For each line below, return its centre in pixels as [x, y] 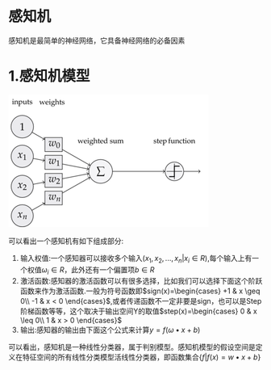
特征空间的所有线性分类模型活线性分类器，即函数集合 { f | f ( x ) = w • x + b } [142, 357]
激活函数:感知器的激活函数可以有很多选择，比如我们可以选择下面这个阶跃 [141, 281]
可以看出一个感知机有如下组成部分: [66, 241]
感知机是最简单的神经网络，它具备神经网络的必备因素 [97, 40]
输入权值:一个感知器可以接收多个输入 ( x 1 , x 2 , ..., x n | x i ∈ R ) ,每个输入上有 [136, 259]
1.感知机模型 [49, 76]
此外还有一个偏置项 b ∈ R [113, 269]
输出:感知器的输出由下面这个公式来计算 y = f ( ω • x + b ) [110, 330]
